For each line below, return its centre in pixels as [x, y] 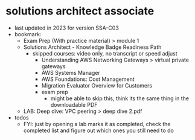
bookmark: [28, 34]
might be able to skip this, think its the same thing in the [120, 98]
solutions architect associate [80, 11]
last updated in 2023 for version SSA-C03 [66, 28]
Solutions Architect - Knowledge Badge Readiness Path [92, 47]
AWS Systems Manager [71, 72]
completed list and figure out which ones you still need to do [99, 130]
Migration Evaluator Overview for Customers [97, 85]
